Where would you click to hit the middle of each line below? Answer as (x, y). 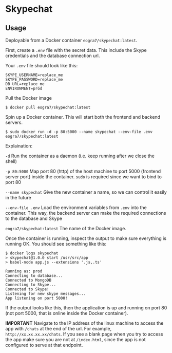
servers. (14, 122)
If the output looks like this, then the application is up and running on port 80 (86, 308)
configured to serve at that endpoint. (44, 345)
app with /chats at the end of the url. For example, (59, 329)
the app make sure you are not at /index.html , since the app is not (75, 339)
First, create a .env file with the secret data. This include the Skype (76, 50)
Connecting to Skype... (31, 285)
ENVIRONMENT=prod (24, 88)
